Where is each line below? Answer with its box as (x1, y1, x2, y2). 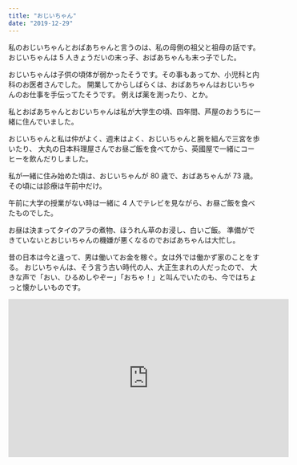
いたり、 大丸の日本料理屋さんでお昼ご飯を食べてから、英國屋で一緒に (8, 144, 242, 153)
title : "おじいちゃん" (8, 11, 77, 20)
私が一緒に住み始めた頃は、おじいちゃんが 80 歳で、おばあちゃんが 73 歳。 (8, 170, 258, 181)
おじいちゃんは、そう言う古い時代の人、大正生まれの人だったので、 (23, 262, 249, 271)
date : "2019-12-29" (8, 19, 74, 27)
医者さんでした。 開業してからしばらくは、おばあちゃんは (29, 80, 220, 89)
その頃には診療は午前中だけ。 (8, 181, 106, 190)
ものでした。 (14, 208, 58, 218)
